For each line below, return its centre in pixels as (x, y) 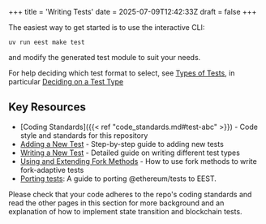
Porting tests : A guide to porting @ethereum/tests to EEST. (118, 179)
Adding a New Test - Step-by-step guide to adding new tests (122, 144)
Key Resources (47, 108)
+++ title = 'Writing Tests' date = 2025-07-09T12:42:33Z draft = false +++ (133, 12)
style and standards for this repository (84, 135)
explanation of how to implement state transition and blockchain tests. (125, 211)
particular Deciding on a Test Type (66, 82)
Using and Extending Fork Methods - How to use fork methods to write (138, 161)
